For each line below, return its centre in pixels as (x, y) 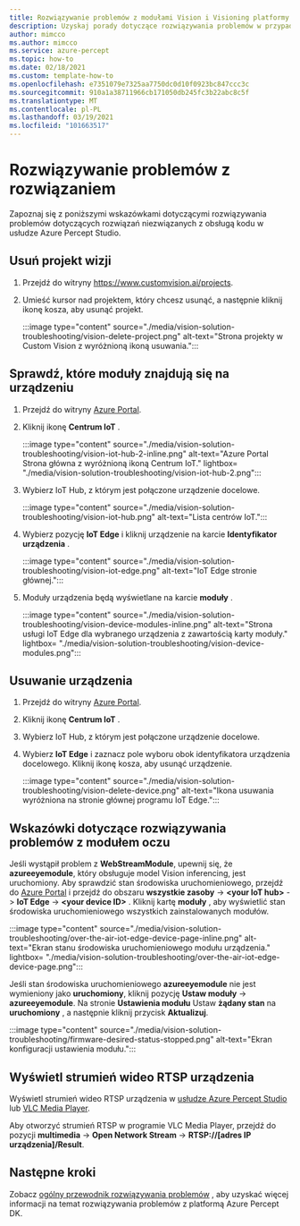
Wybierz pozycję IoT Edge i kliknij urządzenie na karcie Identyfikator (150, 534)
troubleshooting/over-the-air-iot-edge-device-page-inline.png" (126, 938)
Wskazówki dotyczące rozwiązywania (118, 828)
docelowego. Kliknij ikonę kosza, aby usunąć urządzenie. (127, 764)
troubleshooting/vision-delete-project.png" (101, 336)
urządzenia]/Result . (47, 1145)
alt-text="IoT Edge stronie (209, 570)
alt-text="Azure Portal (229, 454)
